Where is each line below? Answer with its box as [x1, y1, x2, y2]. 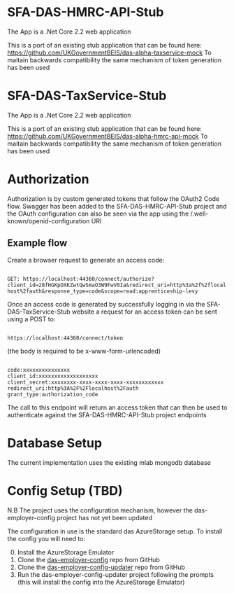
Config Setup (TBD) [7, 482, 124, 498]
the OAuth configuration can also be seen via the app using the [7, 209, 189, 218]
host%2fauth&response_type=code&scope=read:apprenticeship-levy [7, 288, 198, 295]
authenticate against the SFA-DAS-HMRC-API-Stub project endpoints [7, 410, 207, 419]
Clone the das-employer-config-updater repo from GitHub [17, 563, 185, 571]
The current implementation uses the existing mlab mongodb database [7, 458, 211, 466]
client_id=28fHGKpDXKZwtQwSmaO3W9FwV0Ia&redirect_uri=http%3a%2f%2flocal [7, 281, 227, 288]
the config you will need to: [7, 534, 86, 543]
